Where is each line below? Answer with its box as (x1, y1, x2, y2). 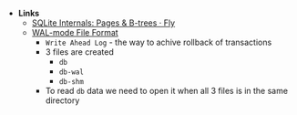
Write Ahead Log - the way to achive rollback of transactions (45, 37, 272, 47)
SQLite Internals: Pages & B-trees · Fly (31, 17, 176, 28)
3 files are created (45, 47, 114, 57)
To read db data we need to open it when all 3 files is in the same (45, 86, 289, 96)
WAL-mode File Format (31, 27, 118, 37)
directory (45, 95, 80, 106)
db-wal (58, 68, 85, 77)
